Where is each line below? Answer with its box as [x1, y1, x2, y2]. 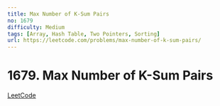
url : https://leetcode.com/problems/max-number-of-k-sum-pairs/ [7, 37, 202, 44]
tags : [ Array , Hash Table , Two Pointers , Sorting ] [7, 30, 160, 38]
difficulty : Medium [7, 23, 65, 31]
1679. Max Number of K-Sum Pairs [7, 68, 214, 84]
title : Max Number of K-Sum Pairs [7, 10, 110, 18]
